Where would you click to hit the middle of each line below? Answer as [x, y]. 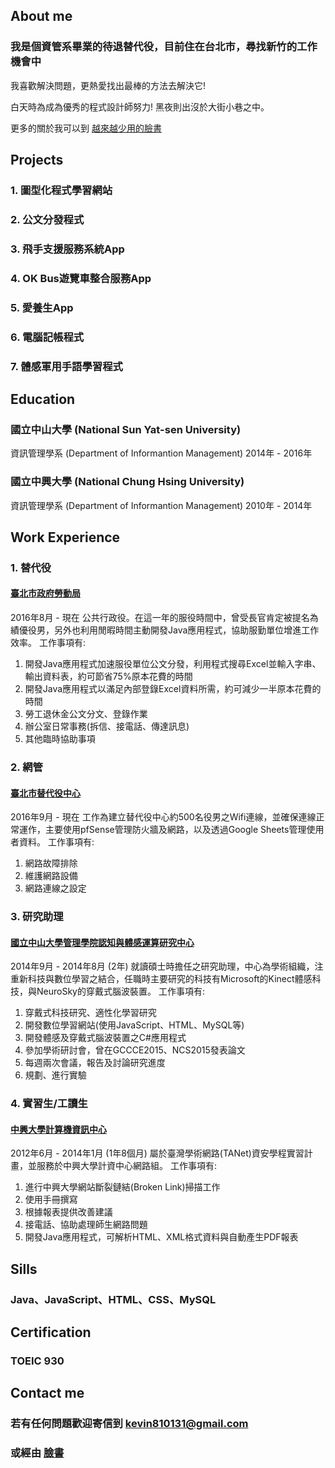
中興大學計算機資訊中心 [58, 1129]
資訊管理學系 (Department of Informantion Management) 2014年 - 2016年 [161, 453]
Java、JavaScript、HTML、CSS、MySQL [113, 1299]
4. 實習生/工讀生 [49, 1104]
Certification [51, 1332]
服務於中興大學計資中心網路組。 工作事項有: [126, 1166]
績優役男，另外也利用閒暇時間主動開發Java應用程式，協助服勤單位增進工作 [165, 630]
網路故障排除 [51, 863]
